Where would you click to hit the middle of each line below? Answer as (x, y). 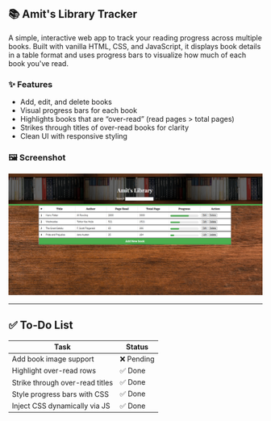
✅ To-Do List (41, 325)
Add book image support (53, 359)
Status (138, 347)
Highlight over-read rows (54, 371)
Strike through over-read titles (63, 382)
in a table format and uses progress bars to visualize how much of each (127, 55)
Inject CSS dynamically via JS (61, 406)
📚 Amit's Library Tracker (73, 14)
